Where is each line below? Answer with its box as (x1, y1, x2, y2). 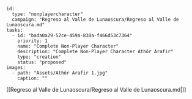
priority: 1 (17, 38, 48, 44)
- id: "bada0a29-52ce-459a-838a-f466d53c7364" (12, 32, 133, 38)
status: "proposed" (17, 59, 67, 65)
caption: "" (17, 75, 48, 81)
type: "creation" (17, 54, 62, 60)
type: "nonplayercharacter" (12, 11, 84, 17)
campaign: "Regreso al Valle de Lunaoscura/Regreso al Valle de (12, 16, 179, 23)
